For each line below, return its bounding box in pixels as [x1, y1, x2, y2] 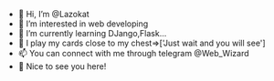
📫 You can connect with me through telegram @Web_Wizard [17, 48, 249, 58]
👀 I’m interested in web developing [17, 18, 149, 29]
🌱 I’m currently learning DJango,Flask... [17, 28, 167, 38]
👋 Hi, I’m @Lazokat [17, 9, 90, 19]
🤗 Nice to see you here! [17, 61, 107, 72]
